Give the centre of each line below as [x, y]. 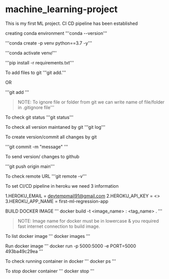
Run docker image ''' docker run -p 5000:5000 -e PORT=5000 [71, 246]
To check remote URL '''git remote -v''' [46, 176]
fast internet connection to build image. [59, 226]
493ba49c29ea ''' [24, 251]
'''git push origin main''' [30, 166]
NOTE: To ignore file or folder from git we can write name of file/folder [91, 102]
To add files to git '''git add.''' [36, 73]
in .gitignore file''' [36, 107]
